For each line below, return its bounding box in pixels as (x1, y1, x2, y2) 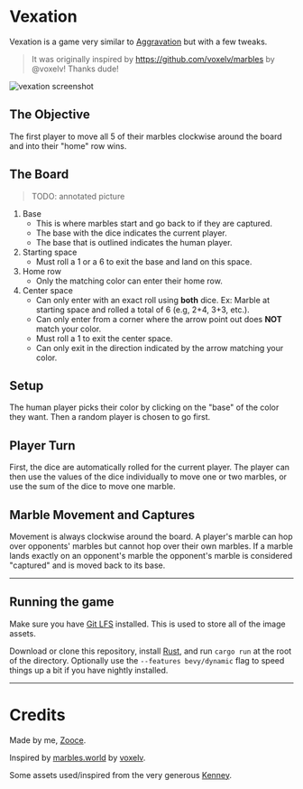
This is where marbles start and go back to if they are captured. (35, 218, 273, 228)
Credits (9, 705, 66, 725)
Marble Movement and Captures (9, 507, 196, 523)
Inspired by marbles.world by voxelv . (9, 752, 146, 763)
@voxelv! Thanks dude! (31, 63, 119, 74)
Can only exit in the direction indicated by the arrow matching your (35, 342, 284, 353)
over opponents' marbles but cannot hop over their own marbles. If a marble (9, 541, 293, 552)
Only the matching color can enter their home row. (35, 275, 223, 286)
